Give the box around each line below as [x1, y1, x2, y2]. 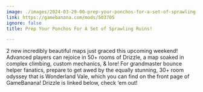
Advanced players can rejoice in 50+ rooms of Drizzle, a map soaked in [6, 54, 184, 61]
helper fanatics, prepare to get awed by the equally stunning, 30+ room [6, 67, 184, 74]
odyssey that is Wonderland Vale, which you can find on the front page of [6, 73, 190, 80]
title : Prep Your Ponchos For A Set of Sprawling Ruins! [6, 25, 153, 32]
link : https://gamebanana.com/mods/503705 [6, 14, 115, 20]
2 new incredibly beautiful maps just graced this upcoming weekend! [6, 48, 178, 55]
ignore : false [6, 20, 42, 26]
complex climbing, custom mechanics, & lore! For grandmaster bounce [6, 60, 182, 67]
